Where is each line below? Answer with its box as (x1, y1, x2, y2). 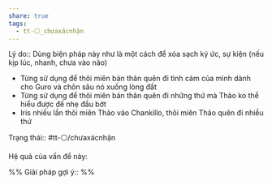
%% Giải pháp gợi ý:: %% (8, 167, 95, 177)
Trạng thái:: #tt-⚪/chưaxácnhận (8, 133, 116, 143)
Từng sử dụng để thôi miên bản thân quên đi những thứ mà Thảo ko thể (19, 91, 260, 101)
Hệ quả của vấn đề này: (8, 152, 88, 161)
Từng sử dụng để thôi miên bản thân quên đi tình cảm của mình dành (19, 74, 252, 84)
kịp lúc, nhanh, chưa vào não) (8, 58, 108, 67)
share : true (8, 11, 49, 20)
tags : (8, 19, 27, 28)
